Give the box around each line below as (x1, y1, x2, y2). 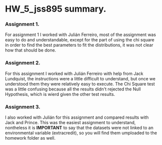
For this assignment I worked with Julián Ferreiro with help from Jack (5, 71, 144, 76)
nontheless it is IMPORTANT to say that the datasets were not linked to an (5, 125, 154, 131)
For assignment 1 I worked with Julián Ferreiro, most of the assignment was (5, 32, 156, 37)
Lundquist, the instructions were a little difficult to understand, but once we (5, 75, 156, 81)
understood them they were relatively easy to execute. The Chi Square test (5, 81, 155, 87)
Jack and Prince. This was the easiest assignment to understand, (5, 120, 136, 126)
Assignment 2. (5, 59, 40, 66)
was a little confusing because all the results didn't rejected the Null (5, 86, 141, 92)
